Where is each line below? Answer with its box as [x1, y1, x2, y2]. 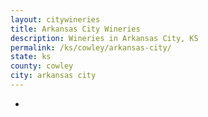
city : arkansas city [10, 71, 97, 81]
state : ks [10, 52, 52, 62]
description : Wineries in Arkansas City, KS [10, 33, 199, 43]
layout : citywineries [10, 14, 101, 25]
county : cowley [10, 61, 74, 71]
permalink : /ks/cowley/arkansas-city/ [10, 42, 172, 53]
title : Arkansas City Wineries [10, 24, 141, 34]
